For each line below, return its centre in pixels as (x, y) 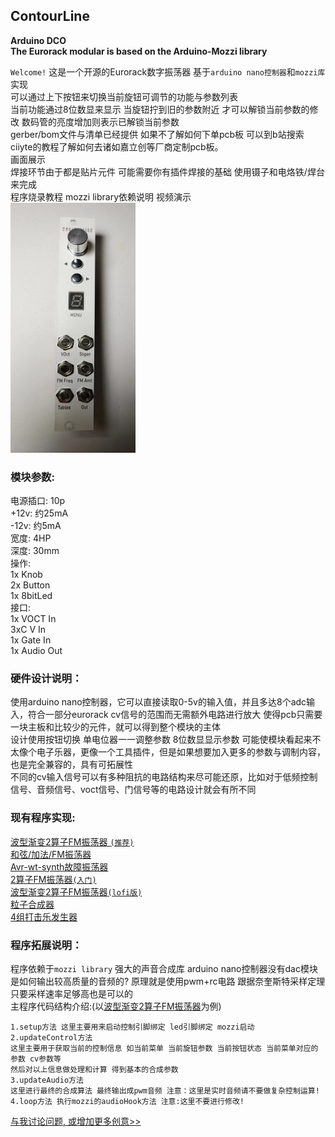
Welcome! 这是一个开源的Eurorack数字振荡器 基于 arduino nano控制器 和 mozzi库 (168, 71)
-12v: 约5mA (36, 526)
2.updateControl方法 (51, 1038)
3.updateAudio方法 (47, 1080)
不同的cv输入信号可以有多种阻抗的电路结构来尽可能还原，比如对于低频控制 (164, 777)
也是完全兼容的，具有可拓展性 (71, 765)
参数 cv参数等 (36, 1059)
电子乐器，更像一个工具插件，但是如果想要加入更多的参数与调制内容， (181, 752)
